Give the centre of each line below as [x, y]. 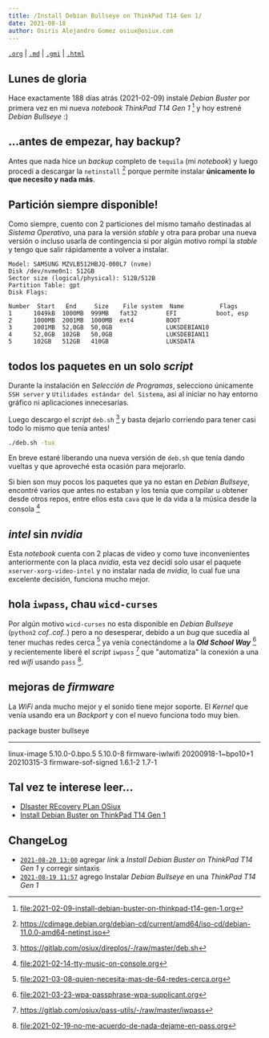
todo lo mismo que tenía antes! [59, 428]
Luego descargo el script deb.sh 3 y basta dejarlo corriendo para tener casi [132, 418]
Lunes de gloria [48, 78]
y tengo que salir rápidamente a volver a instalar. [88, 250]
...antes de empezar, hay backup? [95, 142]
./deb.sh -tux [32, 442]
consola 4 [24, 508]
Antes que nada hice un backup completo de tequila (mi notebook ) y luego [133, 161]
